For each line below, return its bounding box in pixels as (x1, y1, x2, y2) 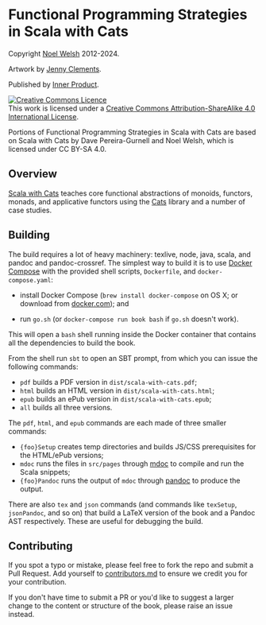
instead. (8, 610, 35, 619)
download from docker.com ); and (19, 298, 129, 308)
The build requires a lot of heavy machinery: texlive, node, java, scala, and (8, 249, 252, 259)
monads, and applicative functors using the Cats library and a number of (8, 196, 246, 206)
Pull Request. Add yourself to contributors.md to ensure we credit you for (8, 569, 248, 578)
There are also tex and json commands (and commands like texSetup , (8, 499, 237, 509)
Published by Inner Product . (8, 80, 99, 89)
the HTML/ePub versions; (19, 450, 104, 460)
